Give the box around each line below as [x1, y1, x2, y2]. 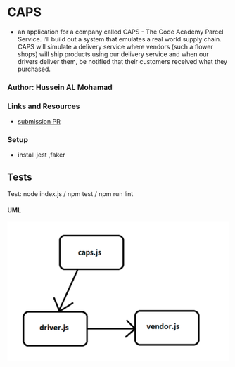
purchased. [17, 65, 51, 73]
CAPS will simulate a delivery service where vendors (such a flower [17, 42, 213, 51]
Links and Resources [7, 101, 80, 111]
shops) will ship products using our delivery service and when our [17, 50, 210, 58]
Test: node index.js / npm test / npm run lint [7, 190, 134, 198]
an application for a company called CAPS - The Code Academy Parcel [17, 27, 224, 36]
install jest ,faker [17, 150, 65, 159]
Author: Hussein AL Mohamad [7, 82, 113, 92]
